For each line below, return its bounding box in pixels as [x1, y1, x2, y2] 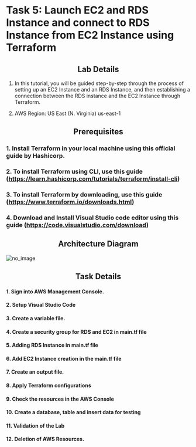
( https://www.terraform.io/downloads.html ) [6, 198, 135, 206]
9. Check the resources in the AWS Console [6, 395, 114, 402]
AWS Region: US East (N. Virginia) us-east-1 [14, 110, 121, 117]
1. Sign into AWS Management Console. [6, 288, 104, 295]
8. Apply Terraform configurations [6, 382, 92, 389]
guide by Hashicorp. [6, 152, 66, 160]
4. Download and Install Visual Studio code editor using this [6, 214, 179, 222]
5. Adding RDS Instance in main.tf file [6, 341, 98, 349]
